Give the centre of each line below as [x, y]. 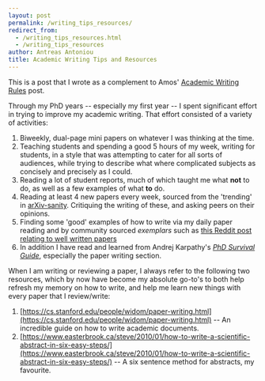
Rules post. [26, 90]
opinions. [34, 213]
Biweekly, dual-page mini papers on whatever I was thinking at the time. [137, 138]
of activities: [28, 123]
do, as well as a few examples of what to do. [92, 188]
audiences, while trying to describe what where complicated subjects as [138, 163]
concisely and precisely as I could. [76, 172]
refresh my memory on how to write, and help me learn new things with [125, 287]
